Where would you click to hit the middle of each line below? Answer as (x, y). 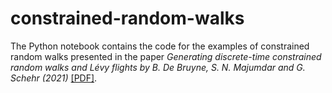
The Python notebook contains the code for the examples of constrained (160, 46)
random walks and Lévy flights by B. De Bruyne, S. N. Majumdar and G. (158, 67)
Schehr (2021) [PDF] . (54, 78)
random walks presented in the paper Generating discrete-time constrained (166, 56)
